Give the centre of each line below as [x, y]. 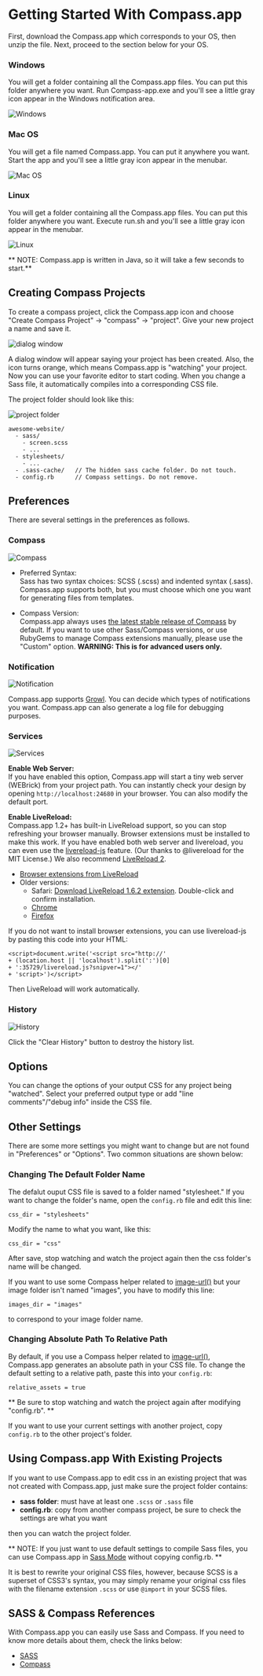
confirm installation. [63, 899]
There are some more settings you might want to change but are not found [129, 1146]
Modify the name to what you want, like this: [80, 1229]
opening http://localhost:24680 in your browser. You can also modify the [128, 794]
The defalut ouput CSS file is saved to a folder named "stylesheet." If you [126, 1192]
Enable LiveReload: [40, 817]
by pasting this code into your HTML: [68, 939]
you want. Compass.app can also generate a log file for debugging [116, 708]
